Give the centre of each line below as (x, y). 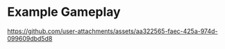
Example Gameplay (64, 12)
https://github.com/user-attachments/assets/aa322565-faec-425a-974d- (112, 31)
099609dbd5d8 (30, 38)
